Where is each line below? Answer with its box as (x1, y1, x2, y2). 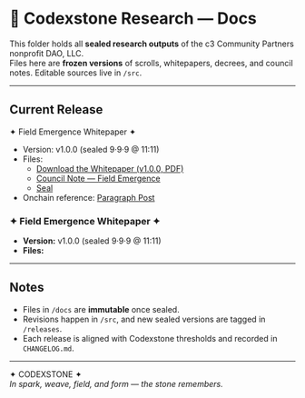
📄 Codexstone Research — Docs (9, 8, 257, 29)
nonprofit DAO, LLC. (9, 47, 84, 58)
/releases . (22, 323, 63, 334)
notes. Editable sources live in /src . (9, 67, 143, 78)
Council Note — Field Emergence (35, 173, 161, 184)
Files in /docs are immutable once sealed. (22, 303, 180, 314)
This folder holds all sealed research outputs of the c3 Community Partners (9, 38, 295, 49)
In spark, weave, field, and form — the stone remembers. (9, 378, 224, 389)
